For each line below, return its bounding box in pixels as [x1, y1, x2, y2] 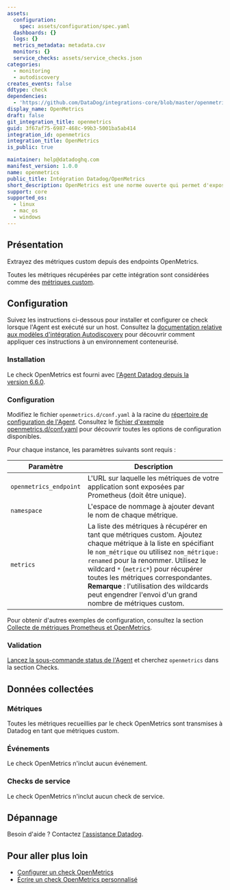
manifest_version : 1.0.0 [7, 163, 78, 169]
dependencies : [7, 93, 48, 100]
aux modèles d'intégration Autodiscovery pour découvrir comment [7, 330, 195, 339]
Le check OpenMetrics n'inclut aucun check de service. [7, 792, 165, 800]
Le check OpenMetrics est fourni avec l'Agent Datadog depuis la [7, 370, 190, 378]
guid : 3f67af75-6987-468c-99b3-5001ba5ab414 [7, 125, 136, 132]
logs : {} [13, 36, 38, 43]
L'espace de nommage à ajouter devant [88, 501, 215, 511]
